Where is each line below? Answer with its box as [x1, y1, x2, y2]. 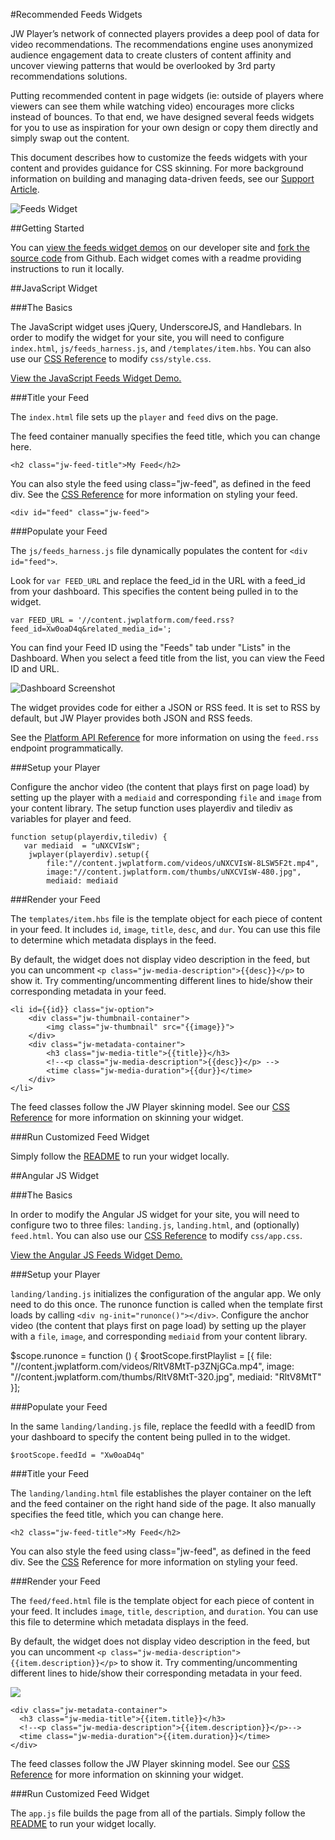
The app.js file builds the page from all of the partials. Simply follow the [10, 1807, 306, 1819]
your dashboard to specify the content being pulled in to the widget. [10, 1431, 291, 1443]
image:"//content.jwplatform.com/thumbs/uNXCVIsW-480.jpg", [46, 867, 302, 877]
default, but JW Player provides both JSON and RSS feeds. [10, 712, 253, 724]
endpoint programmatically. [10, 742, 124, 754]
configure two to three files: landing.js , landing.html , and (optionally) [10, 1219, 300, 1231]
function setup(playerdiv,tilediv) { [10, 832, 168, 842]
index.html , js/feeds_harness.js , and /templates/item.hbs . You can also [10, 342, 312, 354]
